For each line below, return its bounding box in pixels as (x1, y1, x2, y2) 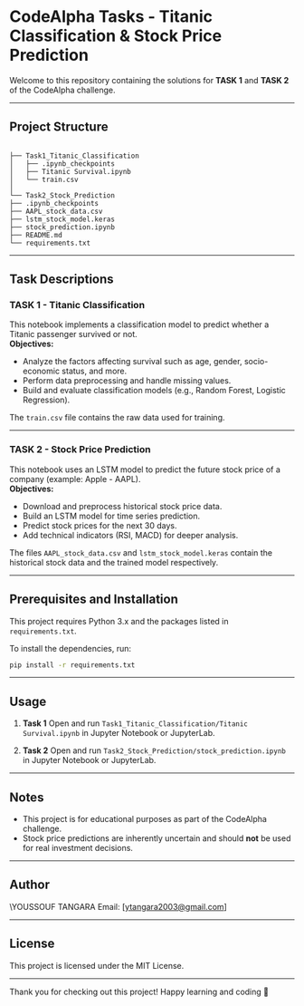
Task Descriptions (9, 272, 115, 287)
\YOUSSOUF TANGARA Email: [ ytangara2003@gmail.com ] (9, 901, 228, 912)
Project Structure (9, 120, 109, 135)
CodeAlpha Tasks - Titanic (9, 6, 214, 27)
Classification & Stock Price (9, 25, 223, 46)
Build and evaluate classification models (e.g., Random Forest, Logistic (22, 385, 287, 396)
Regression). (22, 394, 71, 405)
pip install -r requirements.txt (9, 660, 136, 670)
